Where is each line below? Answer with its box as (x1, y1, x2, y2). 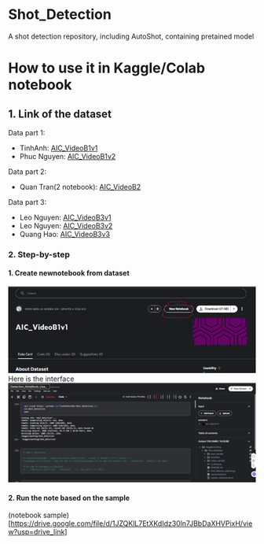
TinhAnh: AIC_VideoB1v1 (19, 143, 98, 153)
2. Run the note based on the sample (8, 493, 130, 502)
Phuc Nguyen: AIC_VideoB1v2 (19, 151, 116, 161)
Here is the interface (8, 374, 75, 383)
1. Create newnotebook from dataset (8, 268, 130, 278)
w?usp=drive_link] (8, 527, 68, 537)
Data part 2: (8, 167, 47, 176)
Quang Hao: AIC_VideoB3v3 (19, 229, 110, 239)
